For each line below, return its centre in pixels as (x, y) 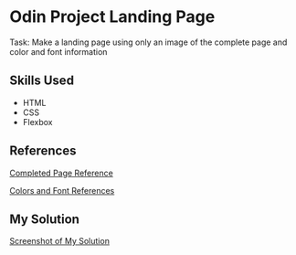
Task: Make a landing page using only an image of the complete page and (148, 42)
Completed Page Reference (62, 173)
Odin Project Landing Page (112, 17)
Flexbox (37, 122)
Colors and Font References (62, 190)
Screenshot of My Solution (59, 241)
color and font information (58, 51)
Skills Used (42, 81)
